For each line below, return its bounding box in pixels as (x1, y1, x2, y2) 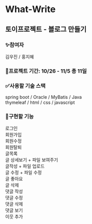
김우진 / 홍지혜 (5, 53, 34, 60)
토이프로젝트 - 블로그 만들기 (5, 25, 87, 33)
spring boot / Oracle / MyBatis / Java (5, 94, 82, 100)
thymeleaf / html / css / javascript (5, 99, 75, 105)
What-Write (5, 4, 56, 15)
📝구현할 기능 (5, 113, 34, 120)
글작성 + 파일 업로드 (5, 163, 45, 170)
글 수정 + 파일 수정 (5, 170, 42, 176)
